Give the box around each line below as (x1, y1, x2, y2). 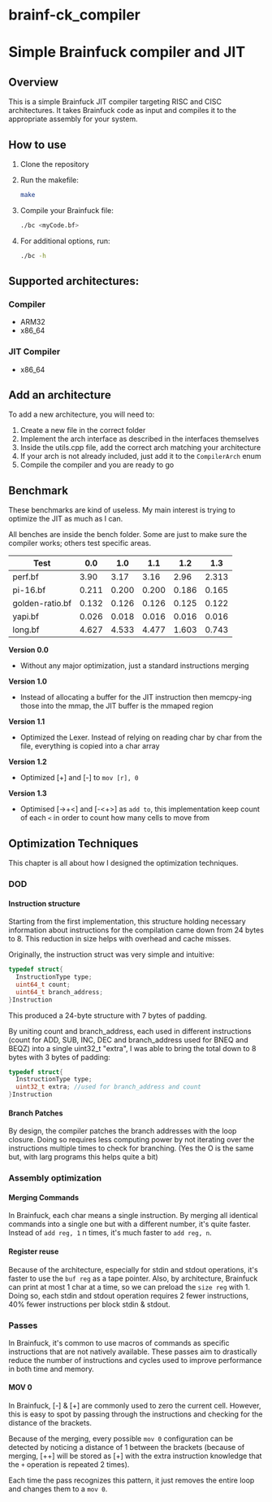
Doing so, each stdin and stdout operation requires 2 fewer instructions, (8, 1290, 249, 1300)
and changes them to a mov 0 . (8, 1484, 108, 1494)
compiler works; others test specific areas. (8, 539, 152, 548)
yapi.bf (12, 611, 39, 622)
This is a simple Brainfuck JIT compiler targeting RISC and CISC (8, 97, 222, 107)
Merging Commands (8, 1192, 80, 1202)
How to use (8, 138, 67, 151)
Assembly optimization (8, 1172, 102, 1184)
